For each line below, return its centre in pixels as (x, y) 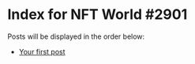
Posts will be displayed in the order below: (76, 36)
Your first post (42, 51)
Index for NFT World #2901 (97, 15)
